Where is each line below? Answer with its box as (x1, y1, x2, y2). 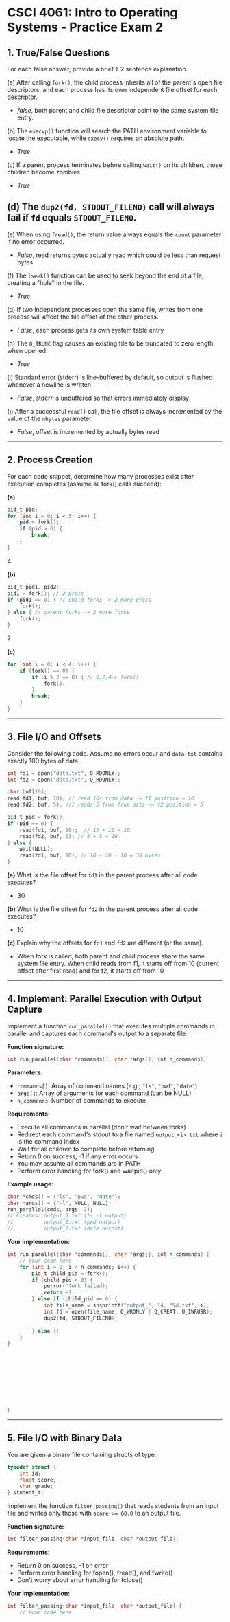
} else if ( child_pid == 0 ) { (31, 1296, 118, 1303)
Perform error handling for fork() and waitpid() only (16, 1167, 162, 1175)
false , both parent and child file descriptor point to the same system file (16, 106, 219, 114)
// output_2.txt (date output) (7, 1225, 125, 1232)
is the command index (16, 1137, 80, 1145)
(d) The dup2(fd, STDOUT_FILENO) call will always (7, 201, 214, 213)
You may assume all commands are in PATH (16, 1159, 141, 1167)
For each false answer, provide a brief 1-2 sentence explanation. (7, 65, 188, 73)
